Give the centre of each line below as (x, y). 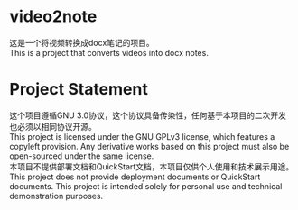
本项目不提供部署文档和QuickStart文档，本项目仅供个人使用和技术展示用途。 (152, 166)
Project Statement (79, 90)
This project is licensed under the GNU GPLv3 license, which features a (142, 136)
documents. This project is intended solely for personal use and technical (146, 186)
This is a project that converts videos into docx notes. (109, 52)
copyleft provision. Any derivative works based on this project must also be (149, 146)
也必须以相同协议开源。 (53, 126)
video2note (53, 17)
